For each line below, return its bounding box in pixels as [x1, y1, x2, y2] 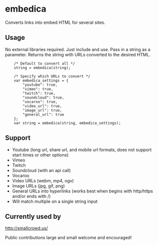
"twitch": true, [22, 91, 56, 96]
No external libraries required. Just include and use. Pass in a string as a [5, 46, 151, 52]
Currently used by [5, 212, 61, 221]
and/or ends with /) [12, 193, 51, 199]
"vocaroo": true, [22, 99, 58, 104]
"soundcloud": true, [22, 95, 64, 100]
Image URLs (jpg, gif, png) [12, 183, 65, 189]
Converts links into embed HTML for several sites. [5, 19, 106, 25]
